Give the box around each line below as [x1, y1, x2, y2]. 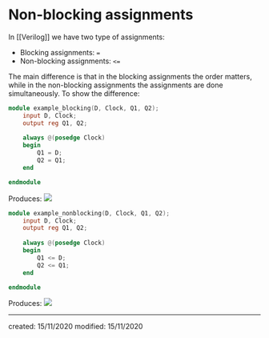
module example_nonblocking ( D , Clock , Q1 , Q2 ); [8, 209, 171, 217]
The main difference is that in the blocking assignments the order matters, [8, 71, 252, 81]
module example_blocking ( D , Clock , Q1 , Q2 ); [8, 104, 159, 112]
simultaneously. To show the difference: [8, 88, 140, 98]
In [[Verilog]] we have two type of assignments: [8, 32, 166, 42]
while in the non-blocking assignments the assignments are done [8, 80, 223, 90]
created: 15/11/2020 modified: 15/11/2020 [8, 322, 143, 332]
